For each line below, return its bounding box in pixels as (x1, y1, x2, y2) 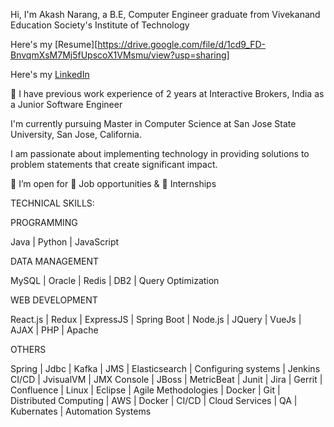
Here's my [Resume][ (10, 39, 98, 50)
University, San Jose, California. (10, 129, 143, 140)
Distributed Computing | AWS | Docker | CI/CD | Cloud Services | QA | (10, 395, 298, 406)
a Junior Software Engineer (10, 99, 123, 110)
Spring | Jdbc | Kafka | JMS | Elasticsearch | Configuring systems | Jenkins (10, 363, 321, 374)
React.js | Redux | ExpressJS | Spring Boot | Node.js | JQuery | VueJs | (10, 314, 302, 325)
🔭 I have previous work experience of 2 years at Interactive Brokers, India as (10, 88, 325, 99)
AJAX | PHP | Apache (10, 324, 99, 336)
